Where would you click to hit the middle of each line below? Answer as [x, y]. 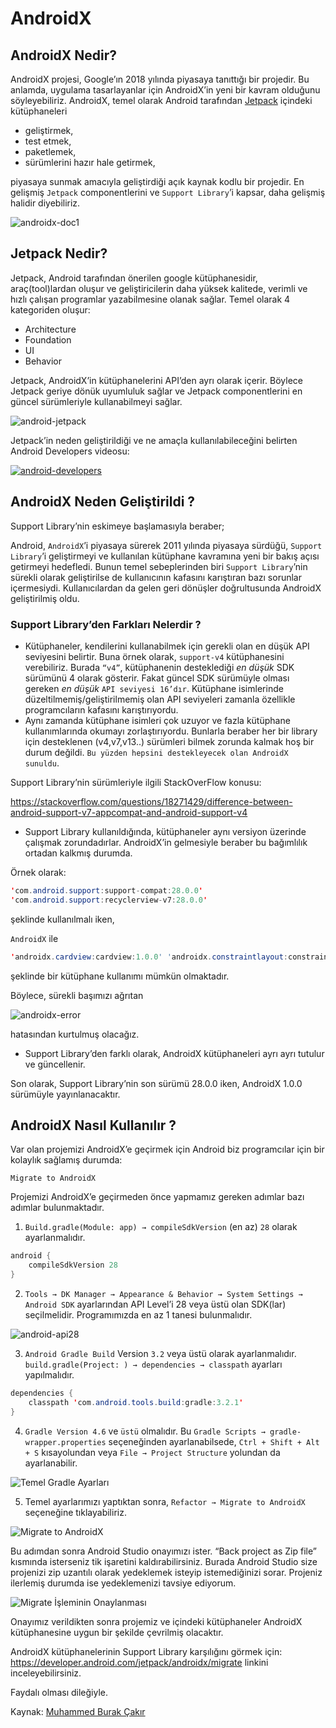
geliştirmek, [49, 130]
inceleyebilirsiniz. [46, 1673]
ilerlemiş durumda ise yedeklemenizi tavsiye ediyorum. [123, 1583]
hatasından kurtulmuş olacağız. [75, 1034]
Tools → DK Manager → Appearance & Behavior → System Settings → [163, 1294]
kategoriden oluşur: [50, 309]
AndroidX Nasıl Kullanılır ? [93, 1125]
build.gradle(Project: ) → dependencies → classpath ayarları [153, 1364]
